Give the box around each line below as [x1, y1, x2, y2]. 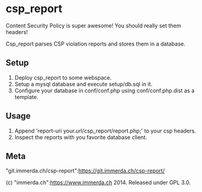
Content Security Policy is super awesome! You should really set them [5, 22, 181, 29]
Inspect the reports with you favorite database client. [14, 133, 147, 141]
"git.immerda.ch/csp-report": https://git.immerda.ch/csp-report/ [5, 167, 165, 174]
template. [14, 93, 39, 100]
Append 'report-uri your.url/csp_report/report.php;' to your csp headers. [14, 127, 197, 134]
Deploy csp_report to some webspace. [14, 74, 112, 81]
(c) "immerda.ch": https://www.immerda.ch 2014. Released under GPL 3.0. [5, 179, 191, 187]
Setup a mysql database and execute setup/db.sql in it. [14, 80, 153, 87]
